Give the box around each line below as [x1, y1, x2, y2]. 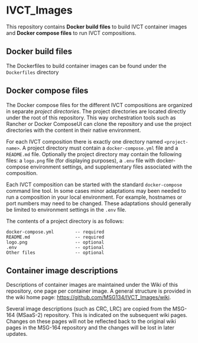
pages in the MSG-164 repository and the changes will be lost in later [6, 324, 174, 331]
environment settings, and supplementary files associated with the [30, 163, 192, 170]
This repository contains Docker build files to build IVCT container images [6, 23, 187, 30]
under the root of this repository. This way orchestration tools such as [6, 114, 176, 121]
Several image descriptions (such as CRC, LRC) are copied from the [6, 305, 171, 312]
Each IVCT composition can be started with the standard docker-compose [6, 181, 182, 188]
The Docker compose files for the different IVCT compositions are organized [6, 101, 193, 108]
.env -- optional [6, 244, 105, 250]
